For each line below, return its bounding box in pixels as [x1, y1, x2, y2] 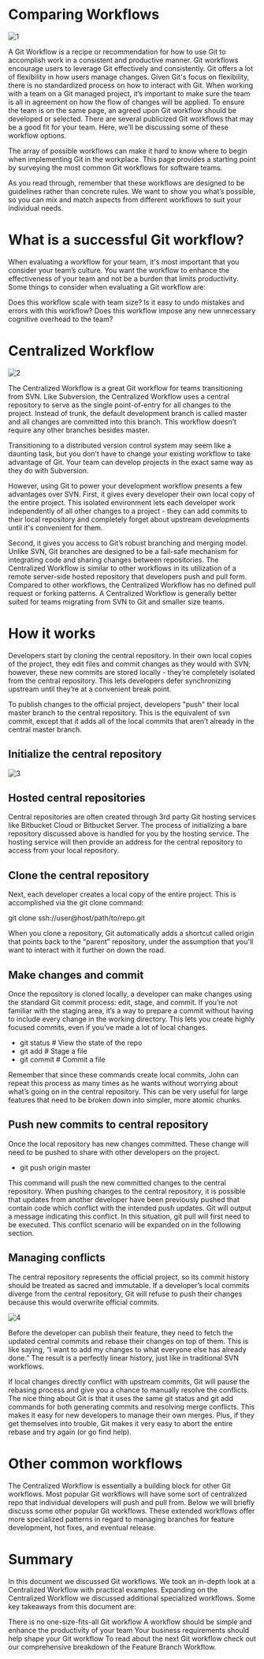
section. [8, 1228, 35, 1238]
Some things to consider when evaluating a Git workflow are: [8, 282, 206, 291]
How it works [8, 625, 96, 642]
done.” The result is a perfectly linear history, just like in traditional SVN [8, 1353, 239, 1362]
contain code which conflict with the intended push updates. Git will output [8, 1203, 252, 1212]
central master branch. [8, 725, 83, 734]
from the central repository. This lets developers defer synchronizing [8, 676, 232, 685]
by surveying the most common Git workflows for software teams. [8, 163, 223, 172]
